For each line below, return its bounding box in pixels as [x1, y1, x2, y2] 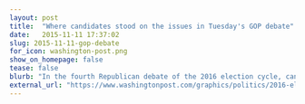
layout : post [9, 13, 59, 23]
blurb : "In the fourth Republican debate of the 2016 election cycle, [9, 72, 282, 81]
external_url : [9, 80, 64, 90]
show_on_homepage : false [9, 55, 103, 64]
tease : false [9, 64, 59, 73]
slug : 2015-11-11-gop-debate [9, 38, 120, 48]
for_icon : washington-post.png [9, 47, 128, 56]
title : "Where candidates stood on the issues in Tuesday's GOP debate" [9, 22, 295, 31]
